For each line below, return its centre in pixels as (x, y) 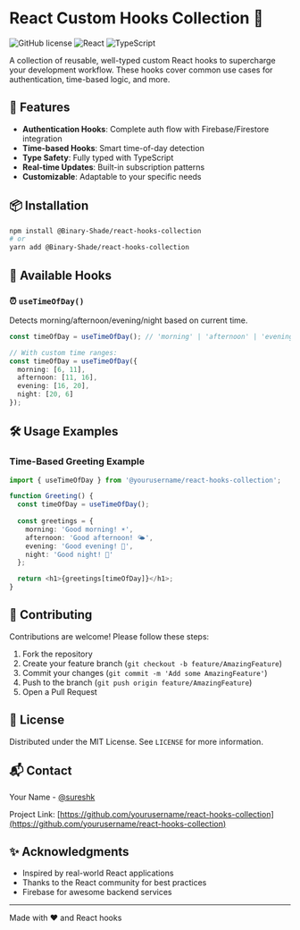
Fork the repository (58, 654)
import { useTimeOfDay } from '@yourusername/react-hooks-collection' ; (145, 480)
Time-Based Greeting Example (77, 461)
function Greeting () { (51, 496)
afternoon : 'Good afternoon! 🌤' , (89, 537)
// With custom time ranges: (63, 352)
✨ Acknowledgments (69, 852)
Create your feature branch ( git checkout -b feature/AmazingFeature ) (152, 663)
